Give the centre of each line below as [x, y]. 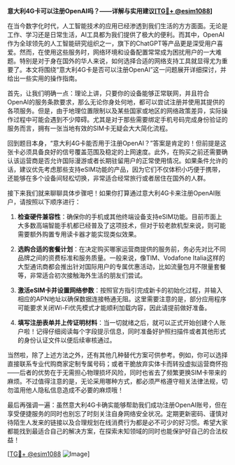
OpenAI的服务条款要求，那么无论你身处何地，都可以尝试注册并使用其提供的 [116, 102]
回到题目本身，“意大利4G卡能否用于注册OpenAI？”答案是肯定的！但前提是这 [117, 143]
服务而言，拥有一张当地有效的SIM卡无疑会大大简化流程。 [90, 128]
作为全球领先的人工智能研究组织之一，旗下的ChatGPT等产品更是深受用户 [112, 43]
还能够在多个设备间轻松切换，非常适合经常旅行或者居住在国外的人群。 [108, 178]
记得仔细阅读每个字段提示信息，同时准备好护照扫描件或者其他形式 [131, 331]
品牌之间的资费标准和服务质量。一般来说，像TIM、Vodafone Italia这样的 [121, 258]
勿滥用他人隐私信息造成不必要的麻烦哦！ [65, 390]
